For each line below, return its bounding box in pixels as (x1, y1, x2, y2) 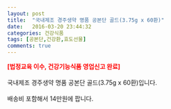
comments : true (7, 42, 51, 49)
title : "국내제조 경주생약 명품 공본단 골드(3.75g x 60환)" (7, 17, 165, 24)
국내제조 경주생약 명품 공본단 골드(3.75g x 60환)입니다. (7, 78, 158, 87)
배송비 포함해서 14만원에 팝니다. (7, 94, 94, 103)
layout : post (7, 10, 45, 17)
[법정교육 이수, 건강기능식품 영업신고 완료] (7, 62, 120, 70)
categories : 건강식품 (7, 29, 64, 37)
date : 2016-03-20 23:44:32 (7, 23, 92, 30)
